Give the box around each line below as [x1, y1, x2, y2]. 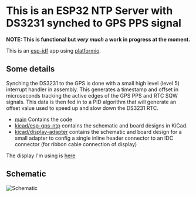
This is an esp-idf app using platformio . [6, 47, 102, 54]
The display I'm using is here [6, 152, 76, 159]
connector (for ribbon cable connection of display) [14, 140, 137, 147]
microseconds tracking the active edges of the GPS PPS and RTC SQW [6, 92, 178, 99]
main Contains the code [14, 116, 73, 123]
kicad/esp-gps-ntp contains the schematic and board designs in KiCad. [14, 122, 188, 129]
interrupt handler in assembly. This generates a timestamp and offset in [6, 86, 179, 93]
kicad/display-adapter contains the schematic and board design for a [14, 128, 182, 135]
